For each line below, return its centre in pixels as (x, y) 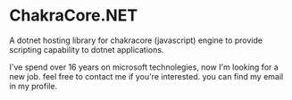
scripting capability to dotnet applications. (87, 49)
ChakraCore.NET (74, 16)
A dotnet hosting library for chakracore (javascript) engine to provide (136, 40)
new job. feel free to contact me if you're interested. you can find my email (146, 76)
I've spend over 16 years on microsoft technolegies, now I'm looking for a (144, 67)
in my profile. (33, 86)
